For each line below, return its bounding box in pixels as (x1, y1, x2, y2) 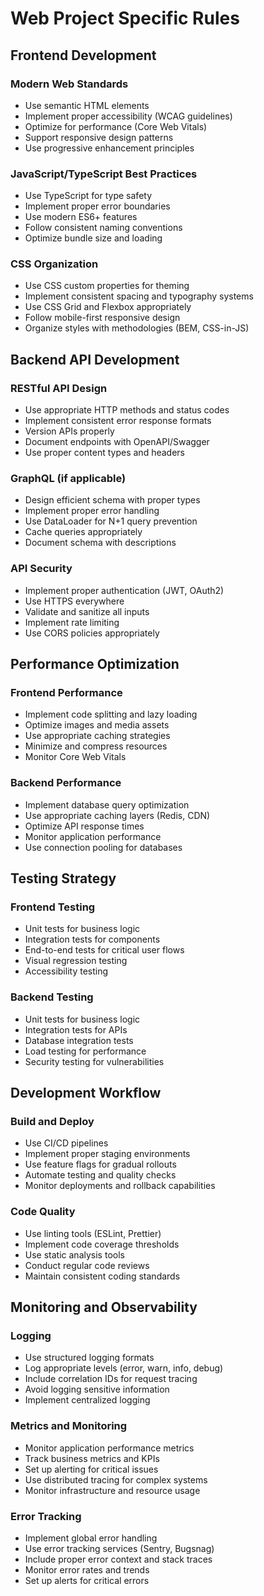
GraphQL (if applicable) (10, 472, 127, 486)
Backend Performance (10, 776, 122, 790)
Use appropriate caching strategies (24, 730, 171, 742)
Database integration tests (24, 1034, 134, 1046)
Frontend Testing (10, 900, 96, 914)
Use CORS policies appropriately (24, 627, 160, 639)
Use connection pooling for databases (24, 841, 183, 853)
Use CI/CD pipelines (24, 1137, 109, 1149)
